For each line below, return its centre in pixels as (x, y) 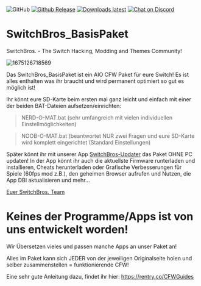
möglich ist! (21, 87)
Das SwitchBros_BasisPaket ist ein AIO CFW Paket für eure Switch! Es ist (97, 74)
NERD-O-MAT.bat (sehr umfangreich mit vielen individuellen (97, 117)
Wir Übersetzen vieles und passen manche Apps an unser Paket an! (92, 246)
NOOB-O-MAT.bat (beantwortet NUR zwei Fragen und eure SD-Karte (108, 136)
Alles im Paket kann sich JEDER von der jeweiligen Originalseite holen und (99, 258)
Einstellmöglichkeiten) (49, 124)
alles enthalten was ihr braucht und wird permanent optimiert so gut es (95, 81)
